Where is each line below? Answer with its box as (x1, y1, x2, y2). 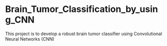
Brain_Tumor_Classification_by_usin (5, 3, 158, 15)
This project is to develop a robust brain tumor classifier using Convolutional (5, 30, 162, 36)
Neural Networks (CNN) (5, 36, 54, 42)
